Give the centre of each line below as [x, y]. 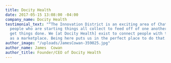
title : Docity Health [28, 10]
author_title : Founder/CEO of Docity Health [53, 52]
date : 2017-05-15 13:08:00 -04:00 [42, 15]
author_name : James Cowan [34, 48]
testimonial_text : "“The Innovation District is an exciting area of [81, 24]
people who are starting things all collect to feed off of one [79, 29]
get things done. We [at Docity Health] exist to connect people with [86, 34]
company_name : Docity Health [36, 19]
